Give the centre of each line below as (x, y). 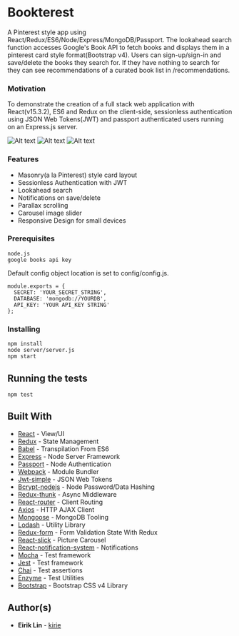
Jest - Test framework (50, 562)
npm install (25, 344)
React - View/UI (41, 433)
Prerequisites (31, 238)
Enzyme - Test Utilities (51, 577)
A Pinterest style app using (47, 32)
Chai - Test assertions (50, 570)
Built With (30, 417)
